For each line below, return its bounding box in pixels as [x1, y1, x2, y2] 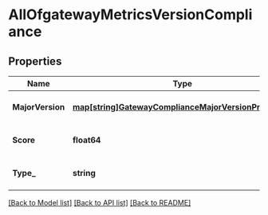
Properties [8, 54, 62, 68]
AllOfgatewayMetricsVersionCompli [8, 6, 253, 24]
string [72, 168, 96, 178]
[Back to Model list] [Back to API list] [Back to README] [8, 198, 191, 207]
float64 [72, 134, 101, 145]
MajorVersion [12, 102, 65, 113]
